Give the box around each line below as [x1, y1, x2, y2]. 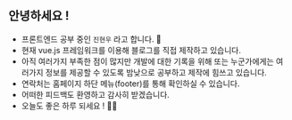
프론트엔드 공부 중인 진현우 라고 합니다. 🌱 [21, 34, 162, 44]
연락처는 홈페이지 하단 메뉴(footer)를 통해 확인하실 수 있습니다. [21, 78, 240, 89]
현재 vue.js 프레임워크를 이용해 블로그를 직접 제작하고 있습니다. [21, 44, 242, 55]
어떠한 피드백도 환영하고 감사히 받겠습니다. [21, 89, 171, 100]
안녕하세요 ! [8, 8, 70, 24]
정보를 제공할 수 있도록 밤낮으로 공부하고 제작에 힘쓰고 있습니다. [45, 67, 267, 77]
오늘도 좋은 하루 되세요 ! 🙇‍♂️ [21, 100, 118, 111]
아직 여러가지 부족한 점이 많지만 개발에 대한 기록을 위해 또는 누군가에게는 [21, 56, 274, 67]
